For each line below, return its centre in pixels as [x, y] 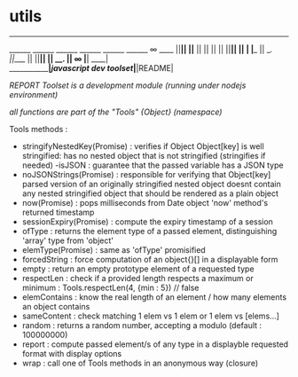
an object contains [56, 306]
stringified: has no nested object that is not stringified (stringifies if [144, 155]
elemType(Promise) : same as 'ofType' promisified [114, 249]
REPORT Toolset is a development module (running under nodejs [128, 85]
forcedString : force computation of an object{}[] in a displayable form [150, 259]
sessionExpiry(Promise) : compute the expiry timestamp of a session [147, 221]
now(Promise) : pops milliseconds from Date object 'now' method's [145, 202]
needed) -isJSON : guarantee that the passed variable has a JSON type [153, 165]
